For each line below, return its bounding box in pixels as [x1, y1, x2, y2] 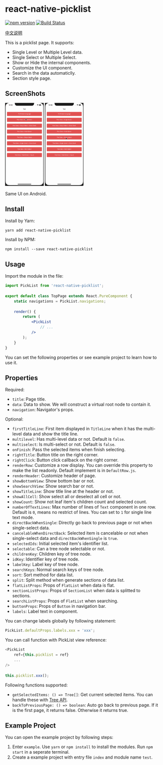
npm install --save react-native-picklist [5, 247, 93, 252]
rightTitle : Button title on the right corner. [12, 452, 99, 458]
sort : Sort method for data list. [12, 572, 74, 578]
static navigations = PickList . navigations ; [14, 299, 106, 304]
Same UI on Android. [5, 191, 47, 197]
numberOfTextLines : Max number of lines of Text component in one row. [12, 504, 157, 510]
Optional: [5, 416, 23, 422]
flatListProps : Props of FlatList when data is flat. [12, 582, 115, 588]
